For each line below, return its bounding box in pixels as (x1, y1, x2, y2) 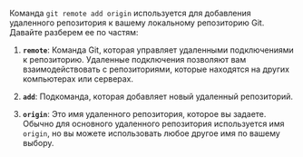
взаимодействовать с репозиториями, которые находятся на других (22, 64, 290, 74)
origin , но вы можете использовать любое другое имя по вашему (22, 128, 281, 139)
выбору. (22, 138, 54, 148)
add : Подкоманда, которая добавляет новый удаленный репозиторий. (22, 91, 293, 102)
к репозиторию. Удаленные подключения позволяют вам (22, 54, 247, 64)
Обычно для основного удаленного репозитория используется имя (22, 118, 285, 129)
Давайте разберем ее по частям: (9, 27, 139, 37)
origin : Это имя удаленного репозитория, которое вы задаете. (22, 109, 267, 119)
